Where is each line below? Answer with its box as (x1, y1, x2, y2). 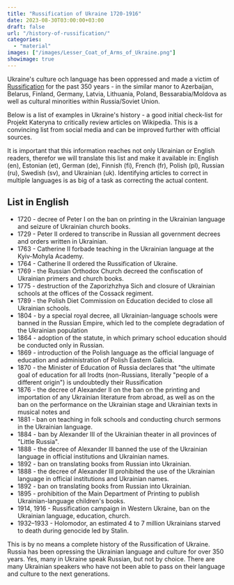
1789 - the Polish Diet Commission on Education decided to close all (17, 296, 213, 304)
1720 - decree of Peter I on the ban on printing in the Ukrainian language (17, 214, 226, 223)
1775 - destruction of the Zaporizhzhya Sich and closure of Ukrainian (17, 281, 215, 290)
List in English (7, 196, 70, 208)
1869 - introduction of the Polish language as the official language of (17, 348, 214, 357)
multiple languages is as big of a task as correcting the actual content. (7, 176, 209, 184)
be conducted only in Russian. (17, 341, 104, 349)
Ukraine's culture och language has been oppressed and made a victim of (7, 75, 219, 83)
